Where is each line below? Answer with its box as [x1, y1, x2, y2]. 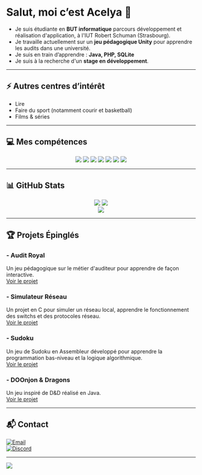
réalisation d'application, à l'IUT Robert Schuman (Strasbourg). [14, 31, 171, 39]
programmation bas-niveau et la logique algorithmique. [6, 354, 142, 361]
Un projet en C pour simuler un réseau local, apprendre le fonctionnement [6, 306, 189, 314]
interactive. [6, 271, 34, 279]
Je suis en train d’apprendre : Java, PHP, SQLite [14, 51, 135, 58]
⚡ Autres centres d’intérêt [6, 81, 105, 92]
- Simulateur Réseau [6, 292, 67, 300]
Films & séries [14, 113, 50, 120]
